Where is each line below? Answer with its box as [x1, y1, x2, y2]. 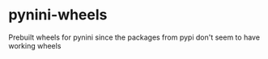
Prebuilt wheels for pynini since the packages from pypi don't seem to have [8, 32, 261, 42]
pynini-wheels [8, 6, 108, 24]
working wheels [8, 40, 62, 50]
